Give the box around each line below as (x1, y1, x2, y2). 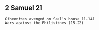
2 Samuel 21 (5, 4, 42, 12)
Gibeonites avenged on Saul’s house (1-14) (5, 16, 95, 21)
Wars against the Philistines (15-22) (5, 20, 84, 25)
